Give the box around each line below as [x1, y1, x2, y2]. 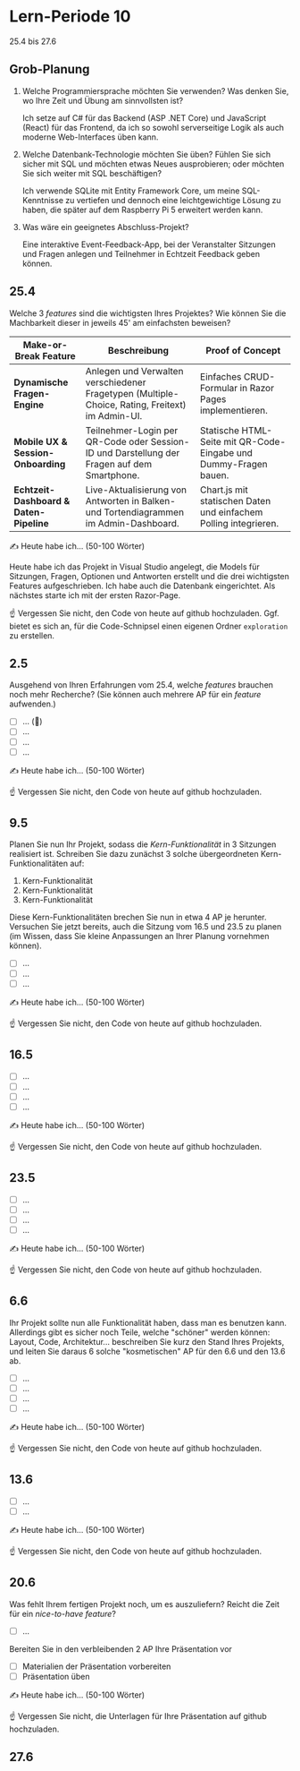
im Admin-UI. [85, 409, 143, 422]
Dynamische [13, 376, 69, 389]
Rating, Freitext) [120, 398, 187, 411]
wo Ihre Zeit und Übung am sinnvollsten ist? [21, 95, 184, 106]
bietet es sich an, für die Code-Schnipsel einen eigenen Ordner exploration [9, 620, 288, 631]
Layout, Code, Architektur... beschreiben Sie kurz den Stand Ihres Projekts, [9, 1336, 285, 1347]
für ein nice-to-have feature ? [9, 1608, 116, 1619]
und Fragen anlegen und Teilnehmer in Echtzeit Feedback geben [21, 248, 261, 259]
